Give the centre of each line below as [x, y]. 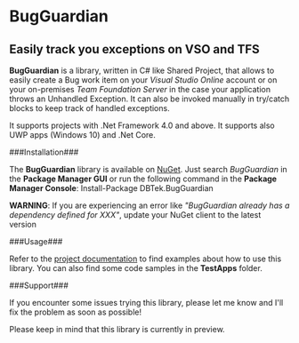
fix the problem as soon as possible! [76, 312]
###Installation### [44, 152]
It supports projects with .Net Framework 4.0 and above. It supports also [142, 125]
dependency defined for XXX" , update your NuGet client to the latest [135, 215]
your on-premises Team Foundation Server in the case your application [140, 89]
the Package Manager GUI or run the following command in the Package [143, 179]
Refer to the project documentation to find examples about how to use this [145, 259]
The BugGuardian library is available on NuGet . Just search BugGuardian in [148, 169]
